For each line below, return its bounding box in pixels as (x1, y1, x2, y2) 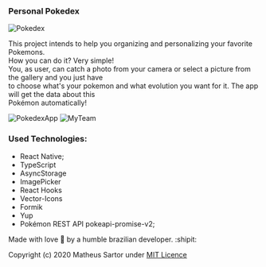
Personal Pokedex (8, 6, 80, 17)
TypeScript (19, 160, 57, 169)
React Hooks (19, 185, 62, 195)
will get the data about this (8, 90, 96, 99)
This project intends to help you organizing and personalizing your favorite (8, 39, 253, 48)
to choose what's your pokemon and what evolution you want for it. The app (8, 81, 259, 91)
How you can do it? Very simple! (8, 56, 114, 65)
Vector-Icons (19, 193, 63, 203)
